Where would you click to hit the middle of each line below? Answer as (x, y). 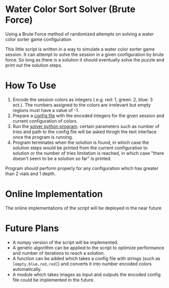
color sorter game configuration (38, 39)
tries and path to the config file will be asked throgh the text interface (84, 132)
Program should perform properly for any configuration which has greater (82, 168)
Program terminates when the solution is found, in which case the (81, 142)
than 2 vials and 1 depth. (31, 174)
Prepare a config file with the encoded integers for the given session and (88, 116)
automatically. (27, 269)
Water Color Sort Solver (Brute (70, 9)
